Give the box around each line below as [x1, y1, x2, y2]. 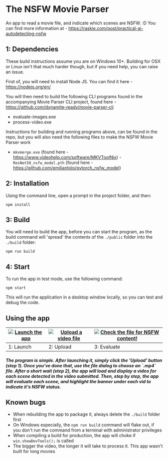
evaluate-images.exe [12, 114, 56, 120]
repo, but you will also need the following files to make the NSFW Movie [5, 134, 154, 140]
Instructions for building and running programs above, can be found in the [5, 129, 158, 135]
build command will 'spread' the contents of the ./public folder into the [5, 234, 153, 240]
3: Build [5, 215, 30, 224]
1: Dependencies [5, 45, 59, 53]
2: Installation [5, 179, 49, 188]
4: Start [5, 263, 30, 271]
